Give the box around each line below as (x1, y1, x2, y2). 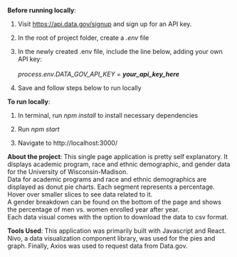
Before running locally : (7, 6, 77, 14)
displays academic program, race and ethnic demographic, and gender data (7, 160, 231, 168)
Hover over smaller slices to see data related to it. (7, 190, 153, 198)
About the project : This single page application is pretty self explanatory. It (7, 153, 228, 160)
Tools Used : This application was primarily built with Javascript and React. (7, 226, 226, 235)
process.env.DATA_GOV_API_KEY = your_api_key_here (17, 70, 180, 78)
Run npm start (17, 125, 60, 133)
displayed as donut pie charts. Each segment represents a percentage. (7, 182, 215, 191)
